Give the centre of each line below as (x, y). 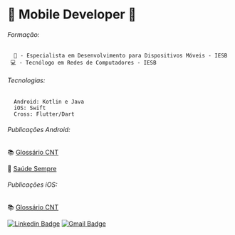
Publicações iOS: (33, 185)
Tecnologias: (26, 80)
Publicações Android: (39, 130)
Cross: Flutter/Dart (44, 114)
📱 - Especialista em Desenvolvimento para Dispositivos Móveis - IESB (121, 56)
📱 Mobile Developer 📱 (72, 15)
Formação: (23, 34)
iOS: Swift (30, 108)
